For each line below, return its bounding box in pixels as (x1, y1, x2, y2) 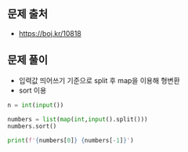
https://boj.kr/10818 (18, 28, 81, 38)
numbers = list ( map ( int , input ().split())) (7, 115, 148, 123)
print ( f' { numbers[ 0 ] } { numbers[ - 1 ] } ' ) (7, 136, 134, 145)
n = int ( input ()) (7, 101, 64, 109)
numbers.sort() (7, 122, 57, 131)
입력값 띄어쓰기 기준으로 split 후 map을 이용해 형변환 (18, 75, 181, 85)
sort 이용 (18, 85, 47, 95)
